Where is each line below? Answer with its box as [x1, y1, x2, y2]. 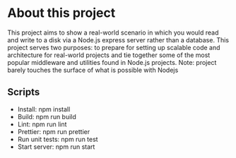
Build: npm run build [17, 112, 76, 121]
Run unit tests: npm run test [17, 135, 98, 143]
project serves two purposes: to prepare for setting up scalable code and [7, 43, 220, 51]
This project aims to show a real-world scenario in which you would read [7, 28, 219, 37]
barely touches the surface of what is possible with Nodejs [7, 66, 179, 74]
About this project [7, 5, 116, 21]
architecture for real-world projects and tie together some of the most [7, 51, 211, 59]
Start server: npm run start [17, 142, 95, 151]
